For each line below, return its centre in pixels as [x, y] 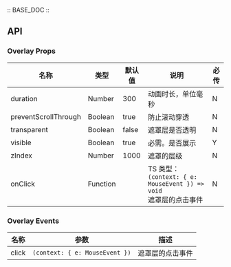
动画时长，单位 [172, 94]
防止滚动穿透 [168, 117]
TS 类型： [164, 169]
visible [21, 142]
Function [102, 184]
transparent [29, 129]
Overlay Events [33, 221]
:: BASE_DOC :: [29, 10]
